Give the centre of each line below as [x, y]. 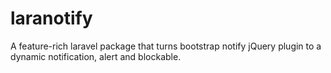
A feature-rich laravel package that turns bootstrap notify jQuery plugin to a [166, 46]
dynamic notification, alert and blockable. [96, 56]
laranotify [51, 18]
